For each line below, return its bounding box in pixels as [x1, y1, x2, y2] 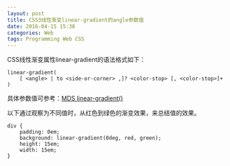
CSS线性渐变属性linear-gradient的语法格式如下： [7, 56, 146, 64]
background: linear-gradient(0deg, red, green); [19, 135, 162, 142]
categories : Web [7, 29, 54, 37]
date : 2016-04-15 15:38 [7, 23, 76, 30]
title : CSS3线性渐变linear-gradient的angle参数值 [7, 17, 145, 23]
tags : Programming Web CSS [7, 36, 85, 43]
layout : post [7, 10, 45, 17]
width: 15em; [19, 147, 57, 154]
